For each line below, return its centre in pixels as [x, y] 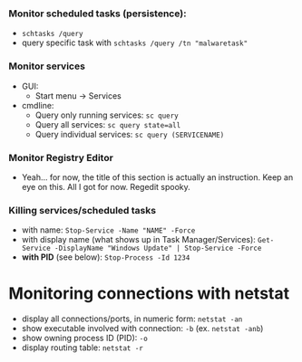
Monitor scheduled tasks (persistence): [97, 14]
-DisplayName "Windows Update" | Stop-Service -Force [158, 248]
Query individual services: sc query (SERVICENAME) [130, 134]
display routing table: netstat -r [83, 348]
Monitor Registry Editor [61, 157]
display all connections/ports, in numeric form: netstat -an [132, 319]
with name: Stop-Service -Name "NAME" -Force [108, 230]
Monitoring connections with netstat [149, 294]
